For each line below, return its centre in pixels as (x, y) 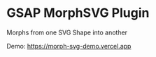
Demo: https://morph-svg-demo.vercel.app (69, 46)
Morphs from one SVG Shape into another (67, 32)
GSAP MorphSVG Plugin (78, 13)
